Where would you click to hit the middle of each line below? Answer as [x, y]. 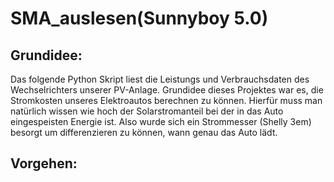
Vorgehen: [44, 163]
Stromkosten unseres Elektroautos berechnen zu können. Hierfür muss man [166, 100]
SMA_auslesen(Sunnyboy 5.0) [139, 18]
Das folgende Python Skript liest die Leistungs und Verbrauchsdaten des [160, 79]
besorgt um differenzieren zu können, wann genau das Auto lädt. [144, 132]
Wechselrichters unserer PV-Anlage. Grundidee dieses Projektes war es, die [167, 90]
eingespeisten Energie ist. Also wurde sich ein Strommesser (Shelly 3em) [161, 121]
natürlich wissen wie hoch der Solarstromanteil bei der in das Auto [147, 111]
